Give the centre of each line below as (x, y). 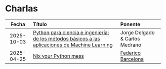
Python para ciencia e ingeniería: (71, 33)
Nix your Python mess (58, 56)
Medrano (131, 45)
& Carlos (130, 38)
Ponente (130, 24)
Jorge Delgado (137, 33)
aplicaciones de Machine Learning (73, 45)
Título (40, 24)
